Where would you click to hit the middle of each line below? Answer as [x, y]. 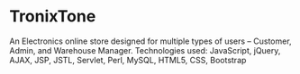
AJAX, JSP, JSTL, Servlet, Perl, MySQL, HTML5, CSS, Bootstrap [128, 60]
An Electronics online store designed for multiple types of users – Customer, [150, 41]
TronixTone [53, 16]
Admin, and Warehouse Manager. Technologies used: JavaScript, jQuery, [145, 50]
